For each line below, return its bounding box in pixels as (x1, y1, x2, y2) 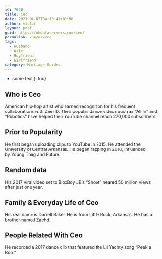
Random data (5, 166, 47, 174)
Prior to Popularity (5, 128, 63, 136)
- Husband (9, 44, 30, 49)
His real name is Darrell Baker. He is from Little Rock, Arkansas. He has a (5, 212, 153, 218)
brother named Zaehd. (5, 217, 51, 222)
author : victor (5, 21, 36, 26)
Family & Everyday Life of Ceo (5, 198, 99, 207)
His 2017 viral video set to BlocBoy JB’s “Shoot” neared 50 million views (5, 179, 151, 185)
